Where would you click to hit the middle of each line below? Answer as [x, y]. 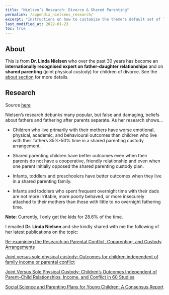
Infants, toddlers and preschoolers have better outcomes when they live [87, 176]
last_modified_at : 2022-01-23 [37, 24]
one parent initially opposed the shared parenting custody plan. [78, 166]
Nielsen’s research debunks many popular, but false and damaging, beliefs [82, 115]
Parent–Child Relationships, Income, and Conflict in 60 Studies [70, 277]
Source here [18, 105]
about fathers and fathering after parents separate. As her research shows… [84, 120]
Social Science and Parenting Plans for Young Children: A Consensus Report [84, 286]
